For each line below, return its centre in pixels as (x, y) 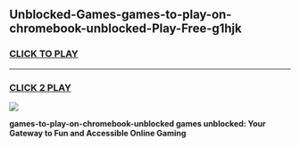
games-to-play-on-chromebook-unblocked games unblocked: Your (137, 123)
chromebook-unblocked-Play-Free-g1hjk (126, 29)
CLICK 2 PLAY (40, 87)
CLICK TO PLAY (44, 54)
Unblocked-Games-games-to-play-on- (121, 15)
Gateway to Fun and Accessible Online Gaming (98, 133)
